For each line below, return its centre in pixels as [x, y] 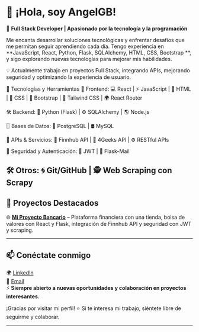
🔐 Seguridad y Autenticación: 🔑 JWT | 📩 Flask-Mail [68, 151]
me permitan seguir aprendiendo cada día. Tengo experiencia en [85, 46]
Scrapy [20, 183]
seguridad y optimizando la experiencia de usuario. [69, 77]
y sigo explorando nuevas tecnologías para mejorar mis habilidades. [89, 59]
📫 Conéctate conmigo [49, 255]
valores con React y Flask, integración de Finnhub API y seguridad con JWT [99, 224]
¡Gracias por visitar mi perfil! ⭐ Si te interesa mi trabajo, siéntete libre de [94, 308]
